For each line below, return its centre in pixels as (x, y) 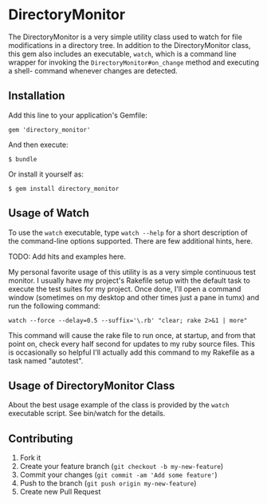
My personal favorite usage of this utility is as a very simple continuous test (132, 272)
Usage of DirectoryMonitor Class (92, 385)
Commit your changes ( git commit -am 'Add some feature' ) (118, 475)
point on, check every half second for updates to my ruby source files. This (132, 343)
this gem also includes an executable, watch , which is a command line (122, 54)
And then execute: (38, 145)
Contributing (41, 438)
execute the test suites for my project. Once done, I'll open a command (125, 288)
